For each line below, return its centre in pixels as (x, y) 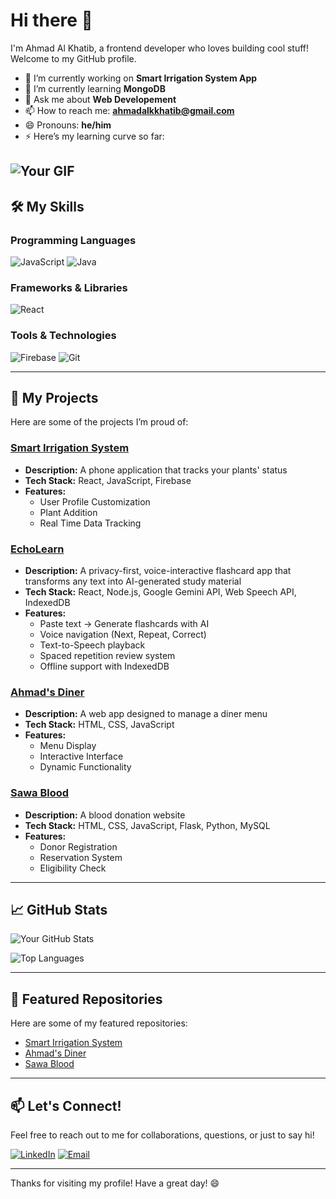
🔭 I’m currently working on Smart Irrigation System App (141, 78)
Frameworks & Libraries (69, 287)
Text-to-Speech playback (92, 645)
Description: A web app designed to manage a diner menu (146, 714)
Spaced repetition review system (107, 656)
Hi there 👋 (51, 20)
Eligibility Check (73, 868)
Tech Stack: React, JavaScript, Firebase (108, 480)
